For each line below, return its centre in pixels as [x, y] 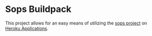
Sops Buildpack [38, 9]
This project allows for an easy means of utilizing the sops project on [76, 23]
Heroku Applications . [27, 28]
